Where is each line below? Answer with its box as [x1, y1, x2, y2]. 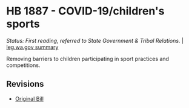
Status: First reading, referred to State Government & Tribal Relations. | [6, 37, 184, 44]
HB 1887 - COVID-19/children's [6, 4, 165, 18]
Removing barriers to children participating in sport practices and [6, 55, 170, 62]
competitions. [6, 62, 41, 69]
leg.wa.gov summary [6, 43, 59, 51]
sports [6, 17, 41, 31]
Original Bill [15, 95, 44, 102]
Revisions [6, 79, 44, 89]
